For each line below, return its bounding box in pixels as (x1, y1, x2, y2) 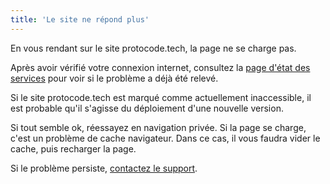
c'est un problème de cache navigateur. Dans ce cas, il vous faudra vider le (10, 132, 321, 144)
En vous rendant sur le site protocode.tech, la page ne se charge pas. (10, 42, 297, 54)
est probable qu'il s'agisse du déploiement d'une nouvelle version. (10, 102, 284, 114)
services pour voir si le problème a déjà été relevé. (10, 72, 219, 84)
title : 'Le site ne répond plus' (10, 14, 150, 25)
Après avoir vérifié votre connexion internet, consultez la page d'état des (10, 61, 311, 73)
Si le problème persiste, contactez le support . (10, 162, 198, 174)
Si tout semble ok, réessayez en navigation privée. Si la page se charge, (10, 121, 307, 133)
